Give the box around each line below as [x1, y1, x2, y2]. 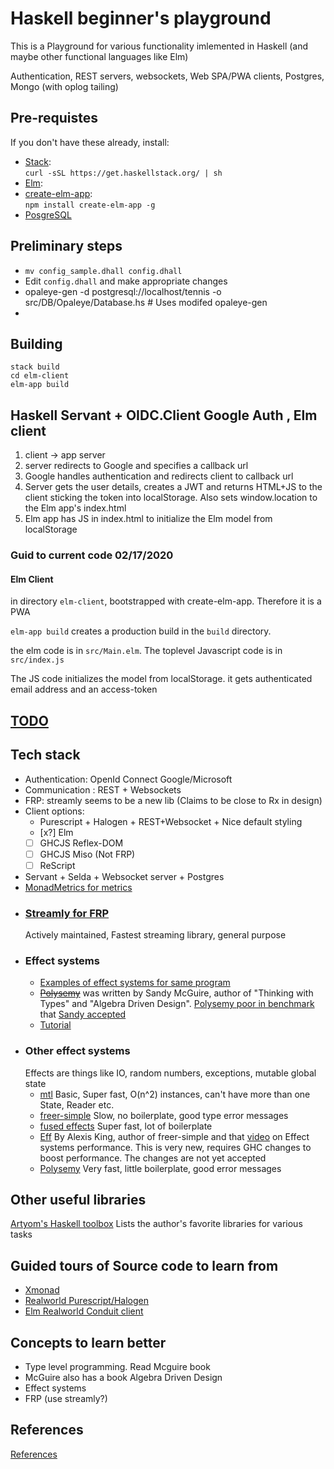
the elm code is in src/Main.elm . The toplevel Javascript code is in [10, 645, 283, 657]
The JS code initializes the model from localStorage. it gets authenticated [10, 673, 313, 685]
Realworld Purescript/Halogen [24, 1295, 150, 1307]
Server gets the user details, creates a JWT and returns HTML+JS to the [24, 481, 323, 493]
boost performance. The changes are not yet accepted [39, 1152, 267, 1164]
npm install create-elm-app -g [24, 200, 156, 210]
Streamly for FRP [24, 906, 110, 920]
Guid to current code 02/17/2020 [10, 548, 174, 562]
